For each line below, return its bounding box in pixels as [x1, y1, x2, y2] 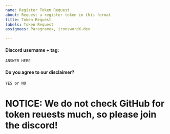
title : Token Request [5, 17, 52, 22]
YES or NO [5, 81, 27, 86]
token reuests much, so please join [5, 108, 157, 120]
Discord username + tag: [5, 47, 59, 53]
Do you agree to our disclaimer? [5, 69, 75, 75]
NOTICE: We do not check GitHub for [5, 98, 165, 109]
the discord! [5, 119, 58, 131]
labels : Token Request [5, 22, 54, 27]
